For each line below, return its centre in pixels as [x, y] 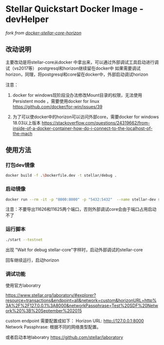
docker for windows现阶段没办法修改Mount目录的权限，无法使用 [77, 95]
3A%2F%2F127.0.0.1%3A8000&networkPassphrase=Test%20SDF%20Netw [82, 305]
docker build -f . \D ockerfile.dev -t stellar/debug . [61, 176]
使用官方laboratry [23, 285]
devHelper [27, 19]
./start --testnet [24, 240]
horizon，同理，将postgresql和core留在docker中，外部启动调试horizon [77, 74]
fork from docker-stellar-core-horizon [44, 33]
